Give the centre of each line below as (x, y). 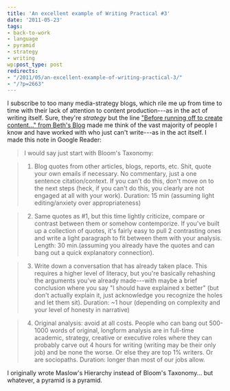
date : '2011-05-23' (35, 20)
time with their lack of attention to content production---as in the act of (107, 111)
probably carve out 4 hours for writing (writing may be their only (125, 345)
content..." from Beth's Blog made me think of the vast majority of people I (112, 125)
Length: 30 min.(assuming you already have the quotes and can (124, 245)
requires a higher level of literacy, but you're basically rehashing (125, 273)
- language (23, 39)
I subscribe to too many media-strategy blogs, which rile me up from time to (115, 103)
